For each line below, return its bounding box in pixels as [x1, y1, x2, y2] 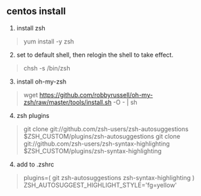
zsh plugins [16, 111, 50, 119]
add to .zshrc [16, 160, 55, 168]
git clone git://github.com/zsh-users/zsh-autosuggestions [23, 124, 189, 133]
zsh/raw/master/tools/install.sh [23, 98, 112, 106]
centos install [6, 6, 66, 17]
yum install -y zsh [23, 37, 75, 46]
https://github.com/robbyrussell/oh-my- [39, 90, 153, 99]
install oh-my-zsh [16, 77, 67, 86]
